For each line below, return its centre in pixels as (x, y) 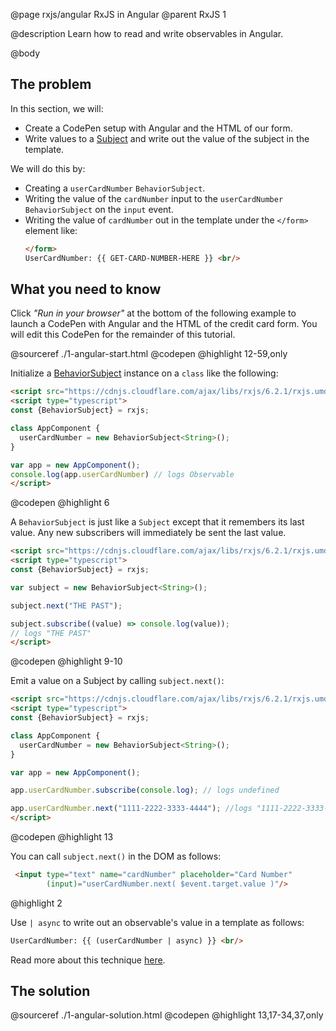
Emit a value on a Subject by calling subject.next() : (117, 681)
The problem (51, 84)
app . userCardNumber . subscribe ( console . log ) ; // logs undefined (145, 790)
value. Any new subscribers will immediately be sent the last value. (148, 533)
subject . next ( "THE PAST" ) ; (66, 605)
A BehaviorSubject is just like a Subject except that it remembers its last (157, 522)
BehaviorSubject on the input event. (99, 209)
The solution (50, 991)
